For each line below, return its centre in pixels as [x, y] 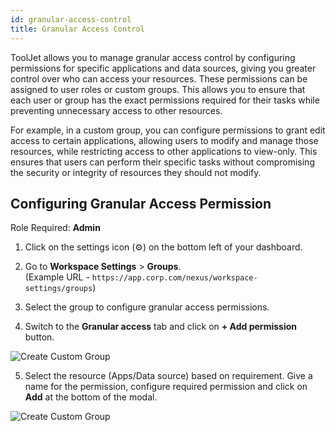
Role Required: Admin [55, 228]
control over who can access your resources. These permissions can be [159, 78]
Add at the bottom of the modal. [91, 397]
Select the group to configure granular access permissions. [147, 307]
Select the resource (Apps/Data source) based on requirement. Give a [168, 376]
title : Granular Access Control [77, 29]
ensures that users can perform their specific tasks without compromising [162, 162]
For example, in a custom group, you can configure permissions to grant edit [168, 130]
